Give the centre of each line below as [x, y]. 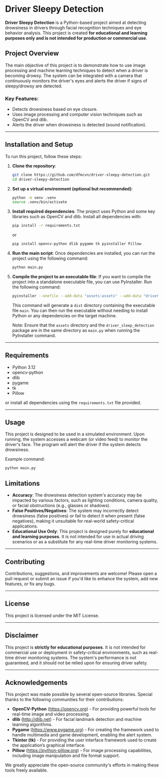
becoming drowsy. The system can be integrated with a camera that [74, 75]
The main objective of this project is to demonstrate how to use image [75, 65]
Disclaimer [22, 635]
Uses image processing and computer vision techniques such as [77, 114]
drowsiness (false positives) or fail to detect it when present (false [79, 516]
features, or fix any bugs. [30, 584]
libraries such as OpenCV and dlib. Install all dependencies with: [77, 217]
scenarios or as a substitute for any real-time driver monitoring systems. [85, 542]
